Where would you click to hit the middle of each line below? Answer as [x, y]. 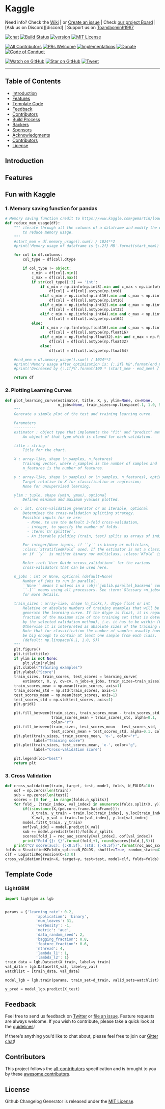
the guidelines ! [20, 1027]
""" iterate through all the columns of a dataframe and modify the [85, 228]
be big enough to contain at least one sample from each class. [90, 636]
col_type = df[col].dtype [49, 260]
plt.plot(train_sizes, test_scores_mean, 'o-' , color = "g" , [76, 745]
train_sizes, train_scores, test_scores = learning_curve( [76, 677]
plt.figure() [27, 649]
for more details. [41, 595]
